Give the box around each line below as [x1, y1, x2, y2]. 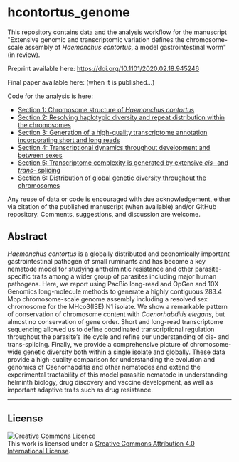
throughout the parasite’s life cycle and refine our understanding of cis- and [7, 332, 230, 341]
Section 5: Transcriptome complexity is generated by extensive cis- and [17, 158, 229, 167]
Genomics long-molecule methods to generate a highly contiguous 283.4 [7, 287, 223, 296]
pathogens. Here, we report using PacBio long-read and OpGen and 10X [7, 279, 219, 288]
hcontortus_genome [7, 4, 130, 21]
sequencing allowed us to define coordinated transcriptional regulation [7, 325, 215, 333]
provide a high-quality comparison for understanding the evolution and [7, 355, 216, 363]
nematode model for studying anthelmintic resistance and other [7, 264, 194, 273]
